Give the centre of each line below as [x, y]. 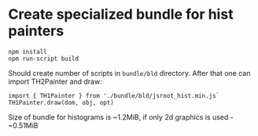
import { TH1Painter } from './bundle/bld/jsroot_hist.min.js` [114, 95]
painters [36, 31]
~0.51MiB [23, 125]
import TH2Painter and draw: [55, 81]
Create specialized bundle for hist [121, 14]
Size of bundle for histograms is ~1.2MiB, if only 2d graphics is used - [121, 117]
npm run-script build [44, 59]
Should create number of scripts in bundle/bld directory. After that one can [129, 73]
